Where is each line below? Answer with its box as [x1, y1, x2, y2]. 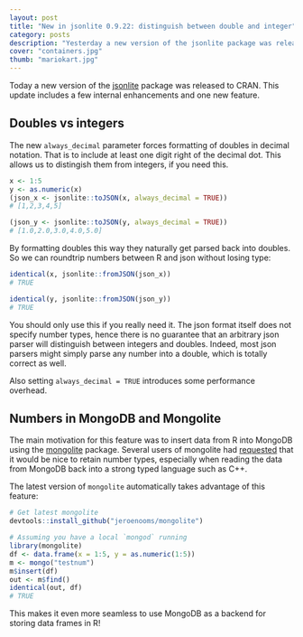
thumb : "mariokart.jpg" [9, 55, 99, 64]
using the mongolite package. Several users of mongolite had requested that [9, 445, 294, 455]
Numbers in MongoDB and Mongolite [9, 410, 222, 426]
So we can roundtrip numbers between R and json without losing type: [9, 252, 271, 263]
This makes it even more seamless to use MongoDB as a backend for [9, 608, 266, 619]
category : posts [9, 30, 70, 39]
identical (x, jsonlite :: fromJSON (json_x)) [9, 270, 171, 279]
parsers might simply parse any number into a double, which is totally [9, 348, 268, 359]
